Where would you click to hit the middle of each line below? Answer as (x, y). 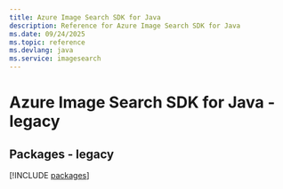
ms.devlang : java (41, 51)
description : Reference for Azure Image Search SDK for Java (125, 26)
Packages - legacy (61, 154)
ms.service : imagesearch (55, 59)
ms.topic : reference (48, 42)
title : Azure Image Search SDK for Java (85, 17)
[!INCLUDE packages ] (49, 175)
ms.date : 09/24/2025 (48, 34)
